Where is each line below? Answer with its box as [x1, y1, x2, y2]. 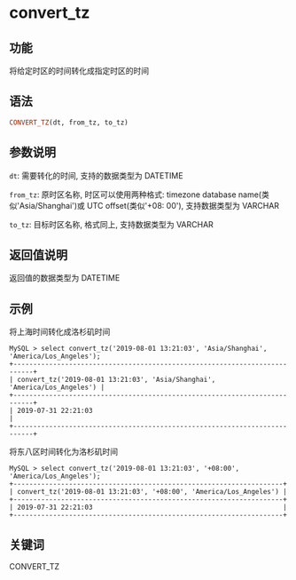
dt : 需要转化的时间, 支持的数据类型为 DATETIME [9, 170, 183, 180]
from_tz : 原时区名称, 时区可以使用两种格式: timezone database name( [9, 189, 262, 200]
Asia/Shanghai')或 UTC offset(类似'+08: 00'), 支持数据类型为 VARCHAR [19, 200, 280, 211]
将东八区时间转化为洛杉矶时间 [9, 447, 118, 457]
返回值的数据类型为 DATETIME [9, 273, 121, 283]
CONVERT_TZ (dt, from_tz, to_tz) [9, 118, 129, 127]
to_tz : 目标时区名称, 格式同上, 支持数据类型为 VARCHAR [9, 218, 214, 229]
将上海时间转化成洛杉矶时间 [9, 327, 111, 338]
